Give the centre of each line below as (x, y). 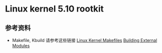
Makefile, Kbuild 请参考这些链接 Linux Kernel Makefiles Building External (84, 40)
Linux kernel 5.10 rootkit (54, 9)
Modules (21, 46)
